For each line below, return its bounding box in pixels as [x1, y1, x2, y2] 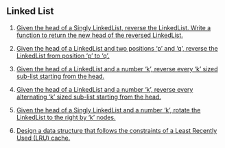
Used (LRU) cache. [16, 134, 71, 142]
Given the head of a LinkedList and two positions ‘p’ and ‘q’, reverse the [16, 44, 218, 52]
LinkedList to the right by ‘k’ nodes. [16, 113, 116, 121]
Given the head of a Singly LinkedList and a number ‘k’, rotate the [16, 106, 201, 114]
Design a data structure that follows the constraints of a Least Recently [16, 126, 217, 134]
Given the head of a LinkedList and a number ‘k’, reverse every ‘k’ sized [16, 64, 218, 73]
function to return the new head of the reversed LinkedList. [16, 31, 183, 39]
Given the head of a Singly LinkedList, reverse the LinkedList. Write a [16, 23, 211, 32]
